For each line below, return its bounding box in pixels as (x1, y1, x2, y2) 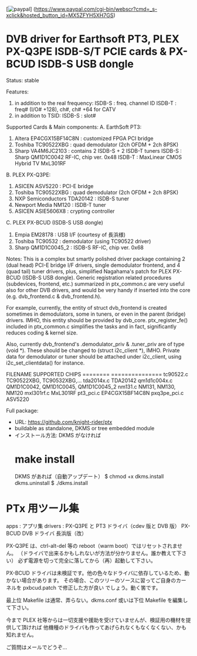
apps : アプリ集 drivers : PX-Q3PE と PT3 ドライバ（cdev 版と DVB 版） (6, 522, 180, 529)
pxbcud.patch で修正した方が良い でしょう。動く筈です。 (22, 584, 161, 591)
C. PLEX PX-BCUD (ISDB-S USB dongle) (6, 219, 104, 226)
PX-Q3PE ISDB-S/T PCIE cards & (6, 45, 167, 58)
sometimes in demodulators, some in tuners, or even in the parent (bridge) (6, 310, 186, 317)
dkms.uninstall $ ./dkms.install (14, 479, 88, 486)
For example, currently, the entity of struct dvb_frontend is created (6, 304, 167, 311)
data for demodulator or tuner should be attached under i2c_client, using (6, 353, 182, 360)
